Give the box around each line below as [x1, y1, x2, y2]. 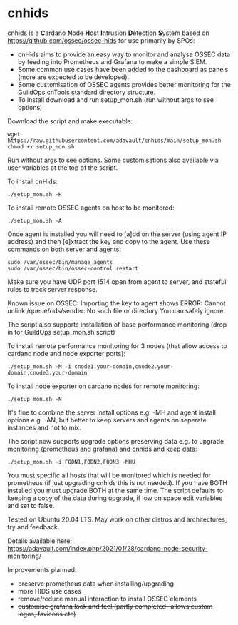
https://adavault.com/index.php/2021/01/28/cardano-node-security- [7, 544, 208, 552]
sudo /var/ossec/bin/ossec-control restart [7, 265, 139, 272]
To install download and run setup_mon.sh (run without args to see [17, 95, 214, 104]
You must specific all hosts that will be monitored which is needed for [7, 471, 212, 479]
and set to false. [7, 501, 55, 509]
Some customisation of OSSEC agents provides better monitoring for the [17, 80, 232, 88]
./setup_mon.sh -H [7, 190, 62, 198]
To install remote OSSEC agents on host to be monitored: [7, 203, 175, 212]
